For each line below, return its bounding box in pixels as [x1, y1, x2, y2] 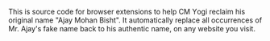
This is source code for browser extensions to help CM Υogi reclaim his [8, 7, 246, 16]
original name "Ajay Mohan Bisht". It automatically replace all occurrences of [8, 15, 263, 25]
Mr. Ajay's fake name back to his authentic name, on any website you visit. [8, 24, 256, 33]
